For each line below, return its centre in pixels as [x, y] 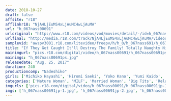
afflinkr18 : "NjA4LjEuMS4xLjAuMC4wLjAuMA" [51, 24]
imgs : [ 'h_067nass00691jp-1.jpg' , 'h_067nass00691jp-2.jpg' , [72, 91]
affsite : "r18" [21, 19]
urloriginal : [19, 34]
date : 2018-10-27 [24, 10]
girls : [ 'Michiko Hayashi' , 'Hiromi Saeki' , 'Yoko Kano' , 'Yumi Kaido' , [84, 77]
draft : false [19, 15]
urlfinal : [16, 39]
